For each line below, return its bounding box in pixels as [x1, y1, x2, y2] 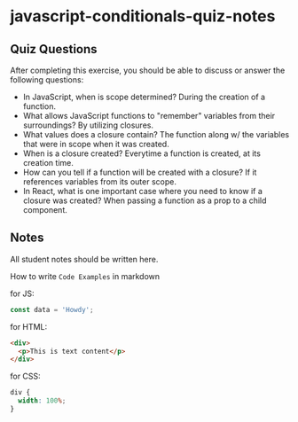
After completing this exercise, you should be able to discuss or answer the [10, 65, 286, 75]
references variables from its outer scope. [22, 176, 176, 187]
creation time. [22, 158, 74, 168]
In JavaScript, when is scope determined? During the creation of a [22, 91, 265, 102]
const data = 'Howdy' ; [10, 305, 94, 314]
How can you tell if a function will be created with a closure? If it [22, 167, 257, 177]
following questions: [10, 74, 84, 85]
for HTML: [10, 321, 48, 332]
